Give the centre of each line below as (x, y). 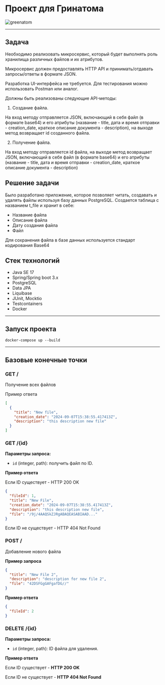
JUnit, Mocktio (27, 299)
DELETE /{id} (21, 628)
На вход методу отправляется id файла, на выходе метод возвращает (79, 152)
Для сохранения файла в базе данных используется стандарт (70, 240)
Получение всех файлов (30, 384)
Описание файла (30, 220)
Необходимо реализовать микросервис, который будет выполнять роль (82, 54)
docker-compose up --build (33, 340)
